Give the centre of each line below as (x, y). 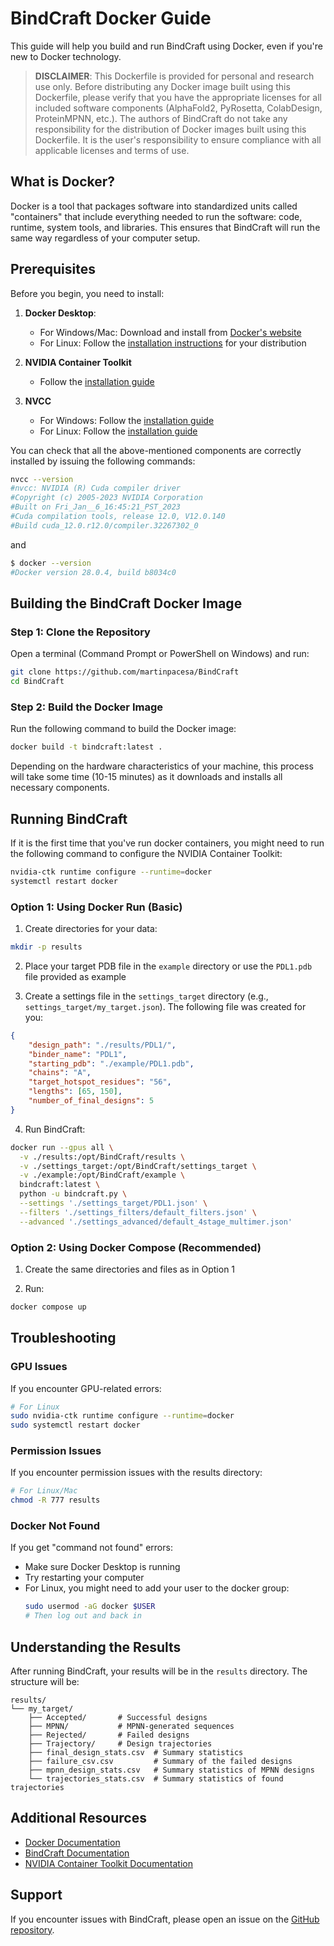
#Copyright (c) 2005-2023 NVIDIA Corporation (106, 498)
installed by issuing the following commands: (103, 461)
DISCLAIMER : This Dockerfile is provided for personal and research (174, 76)
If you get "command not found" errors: (91, 1548)
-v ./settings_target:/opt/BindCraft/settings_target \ (138, 1166)
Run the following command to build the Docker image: (123, 729)
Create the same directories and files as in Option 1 (130, 1269)
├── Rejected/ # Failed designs (109, 1735)
